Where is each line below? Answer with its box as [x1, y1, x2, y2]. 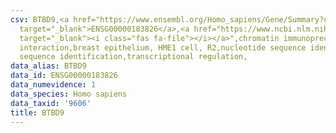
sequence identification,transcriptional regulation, [19, 52, 248, 62]
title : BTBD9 [10, 107, 65, 118]
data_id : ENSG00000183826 [10, 71, 118, 81]
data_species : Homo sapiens [10, 89, 128, 99]
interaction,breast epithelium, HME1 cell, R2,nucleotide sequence [19, 42, 307, 53]
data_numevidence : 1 [10, 80, 97, 90]
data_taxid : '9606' [10, 98, 92, 108]
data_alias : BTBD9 [10, 61, 87, 71]
